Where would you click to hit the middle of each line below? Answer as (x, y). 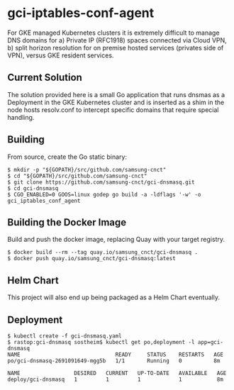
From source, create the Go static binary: (67, 157)
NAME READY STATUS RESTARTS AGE (115, 355)
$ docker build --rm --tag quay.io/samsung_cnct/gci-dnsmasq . (103, 252)
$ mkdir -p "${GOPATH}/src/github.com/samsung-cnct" (87, 169)
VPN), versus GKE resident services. (61, 55)
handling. (21, 117)
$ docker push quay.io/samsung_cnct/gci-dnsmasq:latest (91, 259)
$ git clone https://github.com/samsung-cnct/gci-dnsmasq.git (101, 182)
